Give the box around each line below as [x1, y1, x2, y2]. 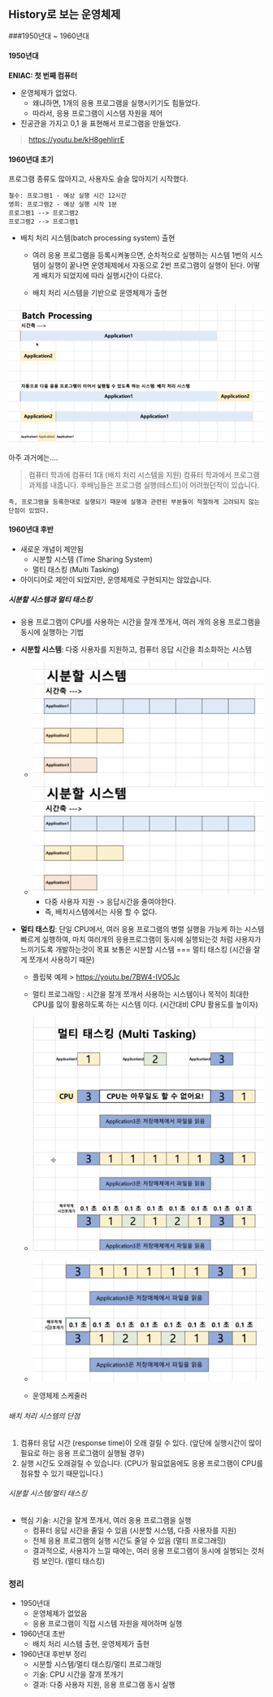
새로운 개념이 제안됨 [19, 544, 84, 553]
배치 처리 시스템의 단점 [8, 1411, 80, 1420]
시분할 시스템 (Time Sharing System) [32, 554, 153, 564]
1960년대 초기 [8, 154, 54, 164]
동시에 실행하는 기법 [19, 627, 84, 636]
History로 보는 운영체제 [8, 7, 121, 22]
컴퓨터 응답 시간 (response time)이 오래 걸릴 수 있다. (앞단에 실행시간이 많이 [19, 1437, 262, 1447]
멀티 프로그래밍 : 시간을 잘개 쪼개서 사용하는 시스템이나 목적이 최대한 [32, 990, 249, 999]
